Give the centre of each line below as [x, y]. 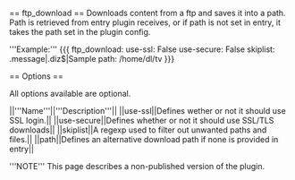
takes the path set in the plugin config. [80, 32]
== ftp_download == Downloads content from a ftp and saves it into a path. [147, 13]
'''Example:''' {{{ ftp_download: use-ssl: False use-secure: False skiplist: [142, 49]
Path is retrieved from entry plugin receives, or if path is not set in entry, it [145, 22]
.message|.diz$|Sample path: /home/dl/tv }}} [92, 59]
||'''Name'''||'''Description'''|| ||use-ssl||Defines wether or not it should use [147, 111]
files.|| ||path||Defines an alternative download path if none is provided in [144, 139]
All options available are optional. [70, 94]
